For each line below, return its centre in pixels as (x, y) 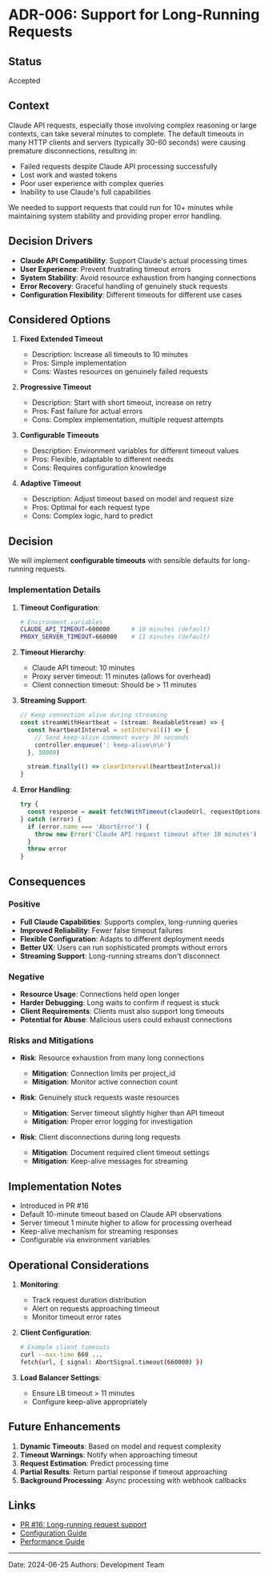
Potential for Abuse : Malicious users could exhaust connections (126, 1020)
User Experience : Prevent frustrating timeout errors (105, 269)
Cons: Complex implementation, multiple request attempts (128, 420)
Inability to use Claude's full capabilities (85, 192)
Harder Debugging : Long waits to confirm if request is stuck (120, 1003)
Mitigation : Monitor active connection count (104, 1082)
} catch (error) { (50, 819)
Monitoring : (40, 1284)
